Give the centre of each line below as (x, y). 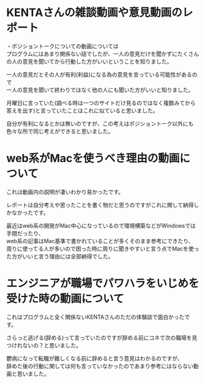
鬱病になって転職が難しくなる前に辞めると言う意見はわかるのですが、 (95, 358)
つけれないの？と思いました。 (44, 345)
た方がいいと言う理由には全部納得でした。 (60, 256)
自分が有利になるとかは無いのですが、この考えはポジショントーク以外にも (100, 123)
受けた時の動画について (65, 299)
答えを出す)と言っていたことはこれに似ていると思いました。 (82, 110)
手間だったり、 (25, 233)
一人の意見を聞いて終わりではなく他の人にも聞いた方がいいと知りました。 (100, 90)
